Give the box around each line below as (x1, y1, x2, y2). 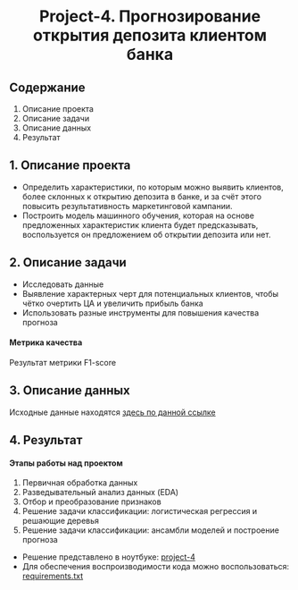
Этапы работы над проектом (9, 458, 123, 468)
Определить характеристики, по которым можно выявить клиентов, (21, 181, 284, 192)
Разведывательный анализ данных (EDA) (21, 487, 179, 498)
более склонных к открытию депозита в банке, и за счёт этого (21, 190, 261, 202)
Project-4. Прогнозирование (38, 6, 261, 27)
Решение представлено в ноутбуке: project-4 (21, 552, 196, 562)
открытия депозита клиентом (32, 25, 268, 46)
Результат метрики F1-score (9, 357, 117, 367)
